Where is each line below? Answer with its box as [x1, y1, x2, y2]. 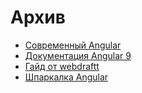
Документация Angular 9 [24, 49, 132, 61]
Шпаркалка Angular [24, 71, 109, 83]
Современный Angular [24, 39, 122, 51]
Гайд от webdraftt [24, 60, 100, 72]
